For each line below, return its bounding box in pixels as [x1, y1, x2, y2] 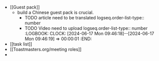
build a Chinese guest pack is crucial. [17, 9, 94, 15]
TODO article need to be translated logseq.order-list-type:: [24, 15, 145, 20]
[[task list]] [9, 41, 32, 47]
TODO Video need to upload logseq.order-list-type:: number [24, 25, 148, 31]
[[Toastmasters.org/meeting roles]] [9, 47, 82, 52]
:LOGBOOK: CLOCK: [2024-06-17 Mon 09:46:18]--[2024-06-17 [24, 31, 155, 36]
